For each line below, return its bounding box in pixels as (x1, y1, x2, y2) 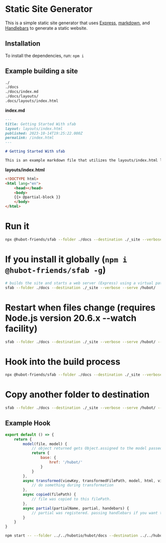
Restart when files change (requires (5, 302, 156, 313)
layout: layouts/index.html (5, 126, 63, 131)
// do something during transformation (31, 483, 114, 488)
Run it (5, 221, 30, 232)
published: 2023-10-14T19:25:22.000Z (5, 131, 83, 136)
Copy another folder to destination (5, 389, 150, 400)
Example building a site (5, 67, 78, 75)
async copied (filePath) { (23, 492, 77, 497)
